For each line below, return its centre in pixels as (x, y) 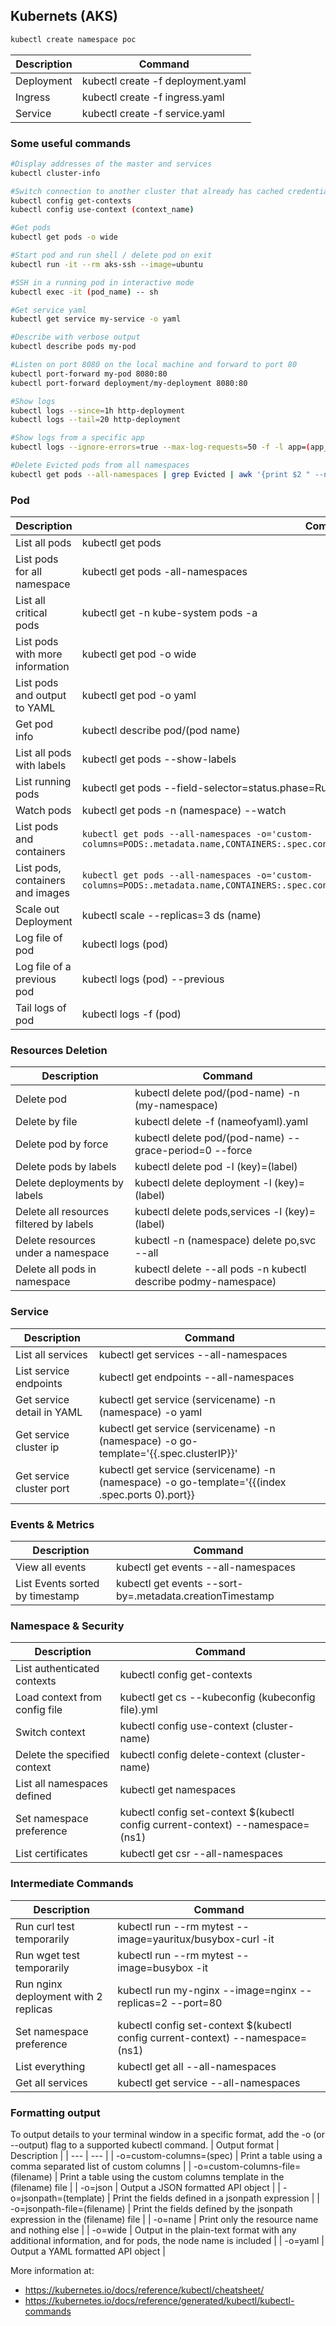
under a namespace (62, 1253)
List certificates (51, 1854)
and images (42, 893)
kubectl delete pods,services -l (208, 1212)
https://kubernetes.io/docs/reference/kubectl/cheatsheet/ (144, 2290)
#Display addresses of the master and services (111, 164)
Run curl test (45, 1926)
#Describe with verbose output (75, 337)
